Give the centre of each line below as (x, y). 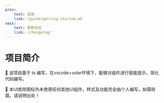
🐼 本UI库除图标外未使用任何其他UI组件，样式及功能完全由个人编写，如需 (78, 89)
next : (11, 23)
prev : (11, 10)
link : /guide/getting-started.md (48, 19)
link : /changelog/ (33, 32)
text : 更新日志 (28, 28)
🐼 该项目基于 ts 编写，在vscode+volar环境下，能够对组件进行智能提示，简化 (82, 73)
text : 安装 (24, 14)
